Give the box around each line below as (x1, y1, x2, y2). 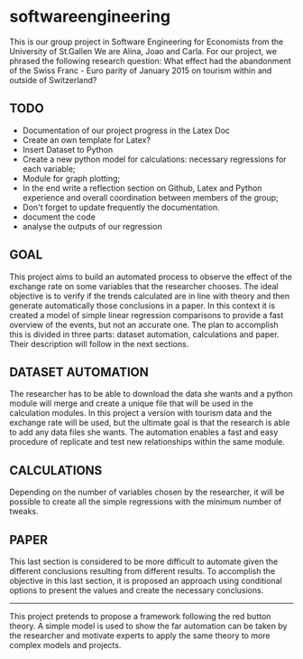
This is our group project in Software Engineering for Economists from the (9, 36, 284, 47)
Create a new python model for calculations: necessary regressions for (22, 154, 287, 165)
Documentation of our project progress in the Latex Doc (22, 125, 231, 136)
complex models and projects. (9, 640, 122, 650)
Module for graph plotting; (22, 173, 121, 184)
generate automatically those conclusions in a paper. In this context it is (9, 300, 276, 311)
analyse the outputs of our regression (22, 221, 162, 231)
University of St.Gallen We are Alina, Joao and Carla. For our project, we (9, 45, 278, 56)
